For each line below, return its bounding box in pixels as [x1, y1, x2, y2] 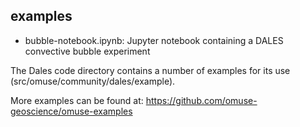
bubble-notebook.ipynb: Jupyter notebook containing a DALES [24, 34, 284, 46]
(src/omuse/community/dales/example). [10, 75, 176, 87]
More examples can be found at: [10, 94, 144, 106]
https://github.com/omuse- [145, 94, 258, 106]
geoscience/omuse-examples [10, 105, 133, 117]
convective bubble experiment [24, 45, 151, 57]
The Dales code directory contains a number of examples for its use [10, 64, 291, 76]
